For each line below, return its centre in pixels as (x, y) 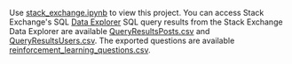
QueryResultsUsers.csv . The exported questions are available (122, 40)
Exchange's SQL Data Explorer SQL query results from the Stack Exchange (146, 22)
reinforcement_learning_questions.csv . (80, 50)
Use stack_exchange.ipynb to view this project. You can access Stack (137, 13)
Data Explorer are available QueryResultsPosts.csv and (110, 31)
